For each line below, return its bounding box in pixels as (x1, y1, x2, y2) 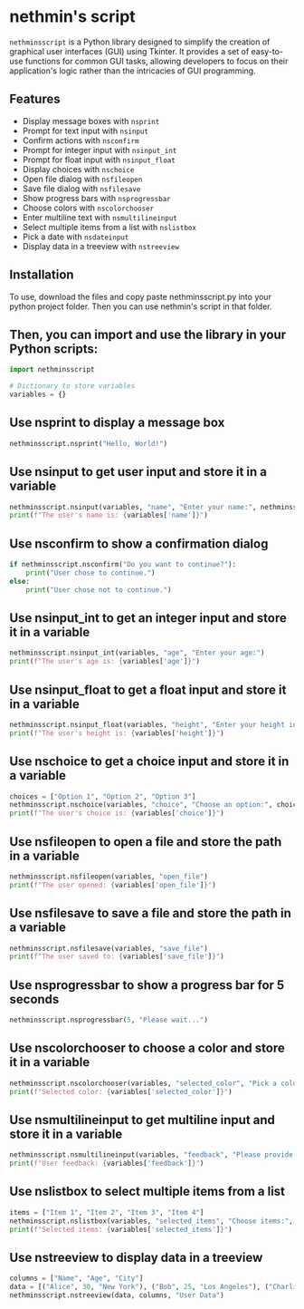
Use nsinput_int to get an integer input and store (9, 610, 287, 625)
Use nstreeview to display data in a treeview (9, 1249, 263, 1265)
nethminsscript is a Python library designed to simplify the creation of (9, 36, 271, 47)
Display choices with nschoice (22, 163, 135, 174)
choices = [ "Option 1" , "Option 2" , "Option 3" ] (9, 791, 196, 801)
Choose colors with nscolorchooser (22, 202, 155, 213)
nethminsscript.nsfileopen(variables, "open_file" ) (9, 872, 208, 881)
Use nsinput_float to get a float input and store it (9, 682, 287, 697)
